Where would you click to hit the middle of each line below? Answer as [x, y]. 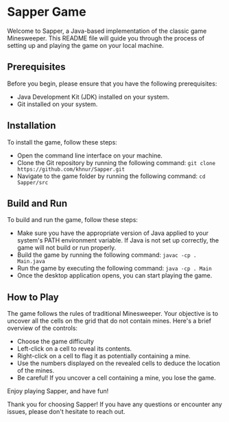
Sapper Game [47, 12]
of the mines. [36, 371]
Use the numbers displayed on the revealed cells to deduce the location [119, 363]
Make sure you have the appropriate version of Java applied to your [113, 233]
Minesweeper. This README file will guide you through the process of [106, 38]
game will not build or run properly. [67, 248]
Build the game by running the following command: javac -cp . [107, 255]
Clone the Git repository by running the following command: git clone [116, 162]
